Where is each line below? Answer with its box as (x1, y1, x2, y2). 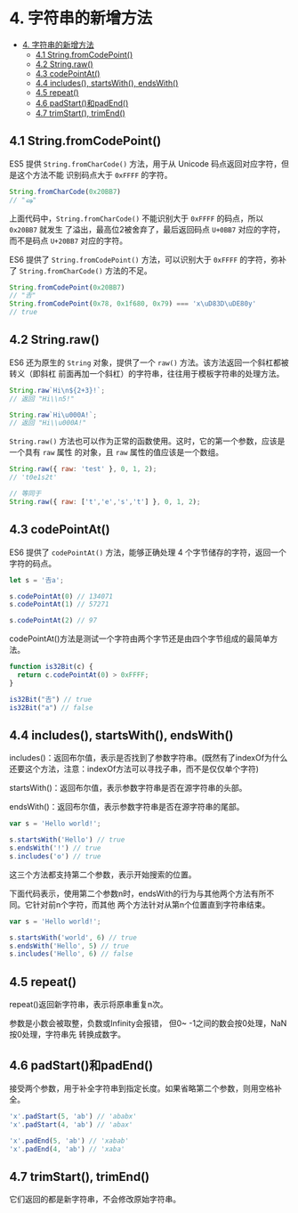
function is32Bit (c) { (9, 663, 93, 672)
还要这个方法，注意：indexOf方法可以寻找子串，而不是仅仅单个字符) (9, 763, 260, 775)
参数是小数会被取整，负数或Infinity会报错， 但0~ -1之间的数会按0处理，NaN (9, 1018, 287, 1029)
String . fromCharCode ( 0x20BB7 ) (9, 187, 122, 196)
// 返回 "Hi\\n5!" (9, 394, 75, 403)
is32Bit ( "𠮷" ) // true (9, 695, 92, 704)
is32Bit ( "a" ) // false (9, 703, 93, 712)
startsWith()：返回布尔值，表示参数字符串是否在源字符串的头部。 (9, 783, 247, 794)
